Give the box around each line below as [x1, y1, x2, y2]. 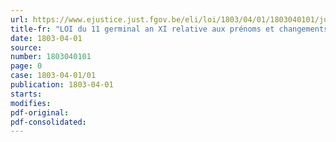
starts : [10, 89, 43, 99]
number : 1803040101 [10, 52, 92, 62]
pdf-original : [10, 107, 70, 118]
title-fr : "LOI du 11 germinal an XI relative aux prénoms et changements [10, 24, 329, 34]
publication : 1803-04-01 [10, 80, 114, 90]
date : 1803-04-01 [10, 33, 83, 43]
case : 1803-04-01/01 [10, 71, 97, 81]
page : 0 [10, 61, 43, 71]
